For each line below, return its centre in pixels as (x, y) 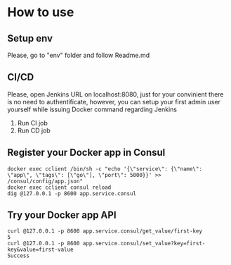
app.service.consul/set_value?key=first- (144, 244)
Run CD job (34, 130)
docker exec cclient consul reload (59, 187)
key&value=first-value (40, 250)
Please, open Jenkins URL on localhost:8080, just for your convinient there (115, 94)
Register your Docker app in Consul (86, 153)
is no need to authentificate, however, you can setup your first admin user (114, 101)
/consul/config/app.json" (45, 181)
